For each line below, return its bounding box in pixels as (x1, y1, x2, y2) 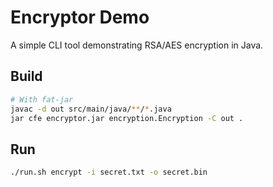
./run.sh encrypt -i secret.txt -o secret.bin (10, 167, 208, 178)
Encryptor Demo (10, 6, 150, 29)
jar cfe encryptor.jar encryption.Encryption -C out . (10, 113, 244, 123)
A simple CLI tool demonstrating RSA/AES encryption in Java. (10, 39, 264, 51)
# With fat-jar (10, 94, 74, 105)
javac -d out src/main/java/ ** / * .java (10, 104, 172, 114)
